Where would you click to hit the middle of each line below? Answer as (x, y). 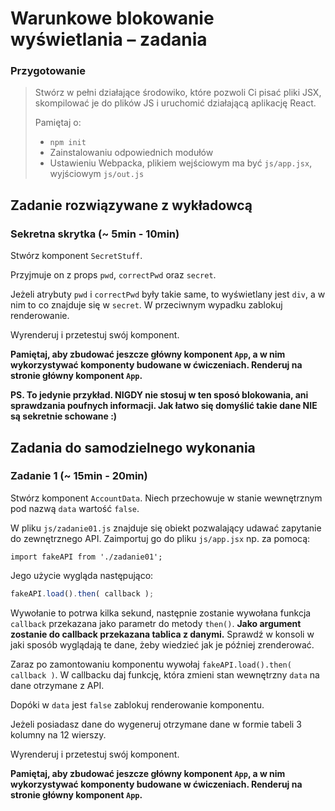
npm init (68, 143)
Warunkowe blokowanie (112, 18)
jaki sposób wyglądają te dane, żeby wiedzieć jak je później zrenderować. (162, 644)
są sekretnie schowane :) (64, 416)
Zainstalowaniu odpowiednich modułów (131, 153)
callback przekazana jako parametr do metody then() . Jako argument (156, 623)
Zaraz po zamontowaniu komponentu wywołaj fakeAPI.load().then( (151, 664)
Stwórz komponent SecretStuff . (76, 256)
